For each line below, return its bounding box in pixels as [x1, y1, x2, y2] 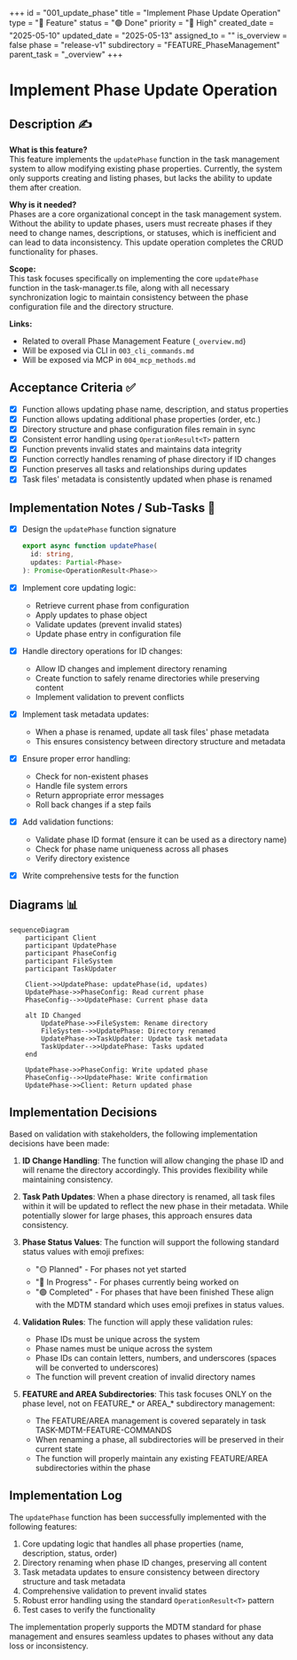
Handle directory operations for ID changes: [21, 645, 184, 656]
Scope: [9, 264, 36, 274]
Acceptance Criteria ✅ [9, 381, 136, 396]
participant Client [25, 933, 98, 942]
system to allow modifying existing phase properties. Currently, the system [9, 163, 283, 174]
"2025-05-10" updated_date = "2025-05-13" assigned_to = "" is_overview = [9, 30, 288, 41]
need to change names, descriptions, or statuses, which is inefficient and [9, 228, 277, 238]
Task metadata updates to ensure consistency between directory [21, 1566, 260, 1577]
